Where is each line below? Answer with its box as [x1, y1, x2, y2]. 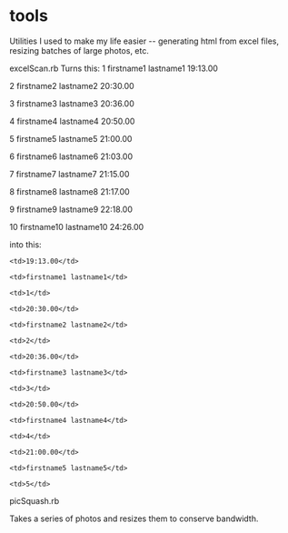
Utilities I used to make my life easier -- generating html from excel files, [9, 35, 280, 46]
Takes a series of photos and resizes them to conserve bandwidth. [9, 513, 259, 524]
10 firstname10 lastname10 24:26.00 [9, 221, 144, 232]
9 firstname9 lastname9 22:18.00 [9, 204, 134, 215]
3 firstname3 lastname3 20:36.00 [9, 97, 134, 109]
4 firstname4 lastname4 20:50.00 [9, 116, 135, 126]
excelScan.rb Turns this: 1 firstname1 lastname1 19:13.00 [9, 63, 218, 74]
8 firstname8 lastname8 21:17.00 [9, 186, 130, 196]
